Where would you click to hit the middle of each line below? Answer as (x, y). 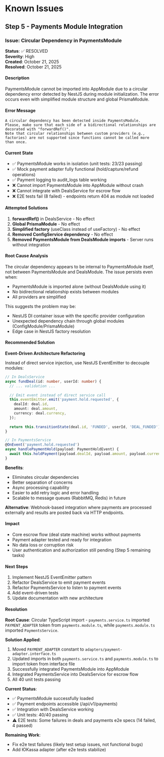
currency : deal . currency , (40, 413)
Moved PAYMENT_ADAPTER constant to (48, 649)
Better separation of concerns (42, 482)
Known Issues (34, 9)
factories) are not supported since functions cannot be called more (77, 138)
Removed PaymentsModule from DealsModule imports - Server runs (83, 239)
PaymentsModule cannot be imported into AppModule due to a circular (76, 89)
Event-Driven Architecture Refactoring (45, 353)
